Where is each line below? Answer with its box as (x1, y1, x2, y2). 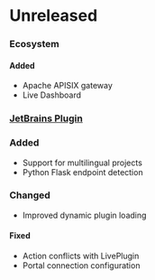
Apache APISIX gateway (22, 80, 113, 91)
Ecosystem (9, 38, 60, 51)
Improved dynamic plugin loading (22, 210, 147, 220)
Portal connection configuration (22, 260, 141, 271)
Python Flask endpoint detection (22, 166, 143, 177)
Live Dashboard (22, 89, 82, 100)
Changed (9, 189, 51, 201)
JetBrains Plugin (9, 112, 83, 125)
